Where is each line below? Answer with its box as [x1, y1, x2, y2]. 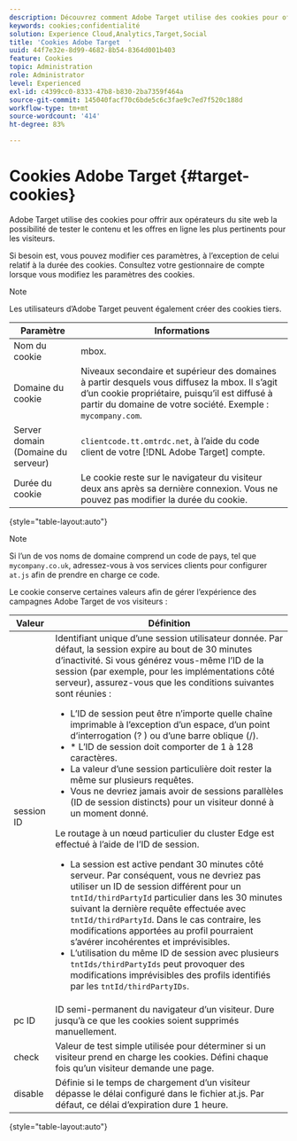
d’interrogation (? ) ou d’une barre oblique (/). [70, 729, 259, 741]
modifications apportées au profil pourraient [70, 924, 254, 936]
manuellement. [55, 1025, 117, 1037]
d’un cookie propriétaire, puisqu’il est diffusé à [80, 387, 273, 399]
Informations [154, 324, 210, 337]
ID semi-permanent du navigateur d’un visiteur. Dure [55, 1003, 275, 1015]
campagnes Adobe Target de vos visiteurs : [9, 596, 168, 606]
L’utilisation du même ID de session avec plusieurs [70, 946, 279, 958]
